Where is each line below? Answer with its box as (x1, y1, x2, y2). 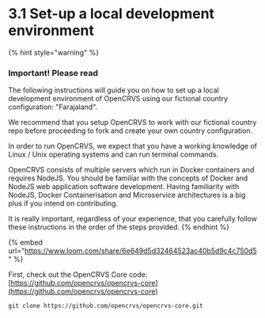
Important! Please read (8, 67, 99, 78)
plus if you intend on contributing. (8, 199, 119, 208)
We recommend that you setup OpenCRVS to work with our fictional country (8, 118, 257, 127)
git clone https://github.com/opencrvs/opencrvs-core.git (8, 302, 203, 310)
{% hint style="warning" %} (8, 47, 100, 57)
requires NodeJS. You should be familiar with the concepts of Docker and (8, 173, 248, 183)
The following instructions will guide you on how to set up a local (8, 85, 220, 95)
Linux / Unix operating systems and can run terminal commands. (8, 150, 219, 159)
